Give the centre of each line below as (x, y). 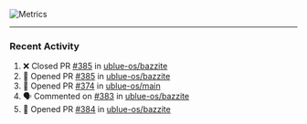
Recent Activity (45, 46)
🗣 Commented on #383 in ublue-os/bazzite (106, 97)
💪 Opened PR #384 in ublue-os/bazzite (96, 109)
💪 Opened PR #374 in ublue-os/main (92, 86)
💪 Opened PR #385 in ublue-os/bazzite (96, 77)
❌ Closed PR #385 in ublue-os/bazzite (95, 66)
